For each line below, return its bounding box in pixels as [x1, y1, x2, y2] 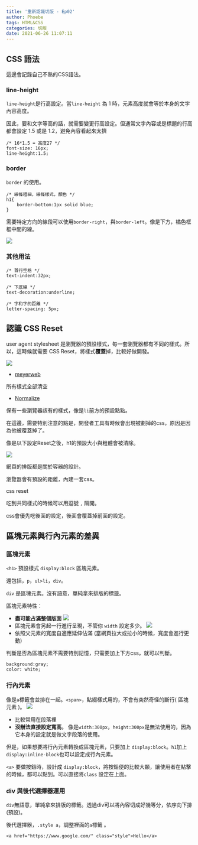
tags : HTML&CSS [6, 19, 44, 25]
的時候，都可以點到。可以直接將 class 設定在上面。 [6, 771, 130, 778]
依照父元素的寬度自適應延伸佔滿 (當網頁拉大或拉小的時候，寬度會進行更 [14, 630, 189, 637]
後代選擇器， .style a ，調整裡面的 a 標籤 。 [6, 821, 109, 828]
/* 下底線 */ [6, 284, 35, 290]
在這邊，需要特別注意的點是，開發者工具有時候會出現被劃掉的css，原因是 [6, 419, 186, 426]
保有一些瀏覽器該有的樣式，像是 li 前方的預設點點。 [6, 407, 131, 414]
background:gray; [6, 661, 49, 668]
